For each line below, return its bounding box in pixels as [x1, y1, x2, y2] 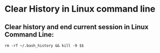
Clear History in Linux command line [4, 3, 156, 15]
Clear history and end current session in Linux [4, 23, 149, 31]
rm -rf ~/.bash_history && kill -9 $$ [4, 43, 84, 48]
